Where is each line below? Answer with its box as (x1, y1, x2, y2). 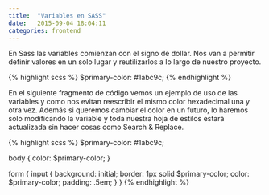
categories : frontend (8, 26, 81, 35)
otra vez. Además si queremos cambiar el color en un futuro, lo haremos (8, 105, 248, 115)
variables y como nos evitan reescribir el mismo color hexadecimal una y (8, 97, 250, 107)
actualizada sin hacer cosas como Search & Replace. (8, 122, 184, 132)
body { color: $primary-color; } (8, 153, 111, 163)
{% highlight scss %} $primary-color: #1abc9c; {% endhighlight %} (8, 73, 232, 83)
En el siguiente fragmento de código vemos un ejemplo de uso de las (8, 88, 238, 98)
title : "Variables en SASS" (8, 11, 106, 20)
